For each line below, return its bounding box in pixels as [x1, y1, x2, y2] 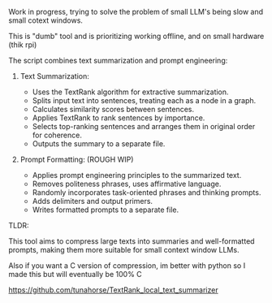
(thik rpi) [8, 40, 37, 50]
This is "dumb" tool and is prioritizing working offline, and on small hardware [8, 32, 265, 41]
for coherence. [32, 130, 83, 140]
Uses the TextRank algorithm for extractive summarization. [32, 87, 229, 97]
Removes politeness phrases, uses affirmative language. [32, 179, 222, 188]
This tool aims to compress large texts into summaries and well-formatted [8, 236, 255, 246]
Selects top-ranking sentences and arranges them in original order [32, 122, 256, 131]
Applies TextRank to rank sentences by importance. [32, 113, 205, 123]
